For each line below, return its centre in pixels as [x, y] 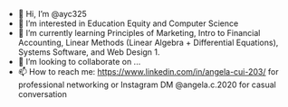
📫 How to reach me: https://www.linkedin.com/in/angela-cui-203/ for [148, 71]
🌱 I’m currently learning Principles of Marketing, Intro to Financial [139, 33]
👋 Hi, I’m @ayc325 [53, 14]
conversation [43, 94]
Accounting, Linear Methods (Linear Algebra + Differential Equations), [148, 42]
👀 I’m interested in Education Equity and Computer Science [128, 23]
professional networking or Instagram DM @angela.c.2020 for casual [147, 85]
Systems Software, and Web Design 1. [89, 52]
